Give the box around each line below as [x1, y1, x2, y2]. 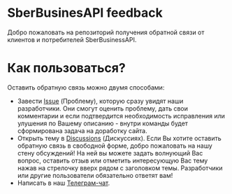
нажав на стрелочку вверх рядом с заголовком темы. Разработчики [17, 163, 223, 172]
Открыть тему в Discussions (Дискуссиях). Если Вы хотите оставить [17, 134, 222, 142]
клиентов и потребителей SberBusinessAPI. [7, 35, 137, 43]
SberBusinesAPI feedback [7, 5, 163, 21]
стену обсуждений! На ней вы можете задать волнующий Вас [17, 148, 203, 157]
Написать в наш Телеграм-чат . [17, 179, 110, 187]
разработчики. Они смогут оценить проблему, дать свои [17, 104, 189, 113]
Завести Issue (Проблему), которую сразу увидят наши [17, 97, 184, 105]
